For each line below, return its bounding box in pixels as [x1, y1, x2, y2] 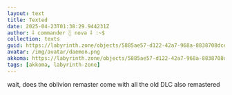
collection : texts [7, 36, 60, 43]
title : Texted [7, 17, 48, 23]
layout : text [7, 10, 45, 17]
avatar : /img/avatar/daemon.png [7, 49, 100, 56]
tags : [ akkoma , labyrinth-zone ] [7, 61, 100, 68]
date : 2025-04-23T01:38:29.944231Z [7, 23, 110, 30]
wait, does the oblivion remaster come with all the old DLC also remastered [7, 80, 220, 88]
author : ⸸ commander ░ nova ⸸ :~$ [7, 29, 105, 36]
